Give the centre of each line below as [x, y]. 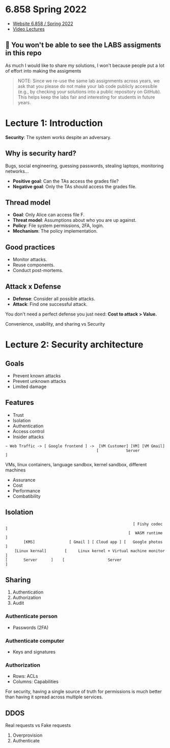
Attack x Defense [33, 287]
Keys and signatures [34, 652]
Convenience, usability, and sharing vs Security [55, 324]
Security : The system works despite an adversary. [59, 137]
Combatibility [26, 496]
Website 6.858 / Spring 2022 [43, 24]
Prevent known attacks [37, 376]
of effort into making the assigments [43, 71]
